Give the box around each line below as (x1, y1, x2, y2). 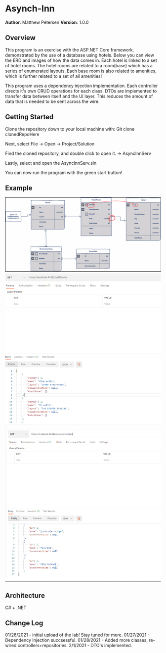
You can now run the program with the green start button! (5, 169, 123, 176)
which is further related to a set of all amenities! (5, 73, 102, 79)
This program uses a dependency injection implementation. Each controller (5, 83, 158, 89)
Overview (5, 34, 36, 42)
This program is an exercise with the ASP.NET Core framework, (5, 47, 134, 52)
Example (5, 184, 33, 192)
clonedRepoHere (5, 131, 40, 137)
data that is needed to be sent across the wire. (5, 98, 100, 104)
